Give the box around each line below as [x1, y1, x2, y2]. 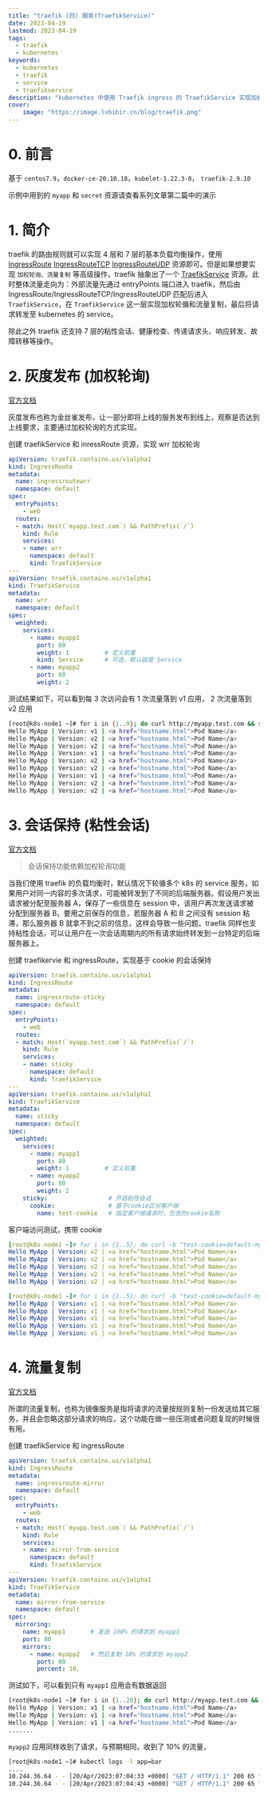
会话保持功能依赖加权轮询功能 [27, 861, 126, 870]
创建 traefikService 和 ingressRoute [8, 1441, 125, 1450]
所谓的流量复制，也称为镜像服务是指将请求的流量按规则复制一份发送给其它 [8, 1403, 253, 1413]
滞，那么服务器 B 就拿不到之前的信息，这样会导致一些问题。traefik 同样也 [8, 918, 250, 928]
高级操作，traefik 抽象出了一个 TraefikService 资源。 [79, 269, 253, 278]
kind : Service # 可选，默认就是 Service [37, 656, 183, 664]
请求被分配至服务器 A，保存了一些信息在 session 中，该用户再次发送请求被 [8, 898, 254, 908]
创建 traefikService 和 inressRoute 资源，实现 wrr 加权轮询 [8, 439, 200, 449]
